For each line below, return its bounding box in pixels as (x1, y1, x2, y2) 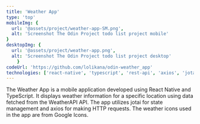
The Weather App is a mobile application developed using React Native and (6, 86, 191, 93)
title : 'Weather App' (6, 8, 60, 15)
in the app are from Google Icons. (6, 111, 89, 119)
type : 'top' (6, 14, 36, 20)
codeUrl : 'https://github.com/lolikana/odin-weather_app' (6, 64, 153, 70)
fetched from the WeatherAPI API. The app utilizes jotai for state (6, 99, 163, 106)
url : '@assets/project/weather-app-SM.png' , (11, 25, 124, 32)
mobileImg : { (6, 20, 39, 26)
